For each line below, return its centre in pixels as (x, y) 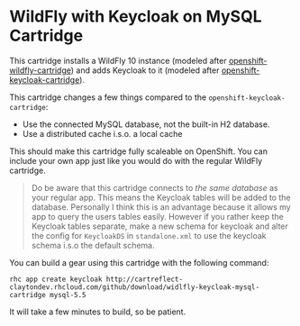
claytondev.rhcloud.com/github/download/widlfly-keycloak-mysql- (134, 287)
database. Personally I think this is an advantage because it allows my (161, 207)
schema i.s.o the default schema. (93, 245)
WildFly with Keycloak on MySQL (136, 17)
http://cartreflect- (144, 279)
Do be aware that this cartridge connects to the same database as (155, 187)
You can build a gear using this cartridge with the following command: (139, 262)
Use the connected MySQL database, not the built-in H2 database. (146, 124)
